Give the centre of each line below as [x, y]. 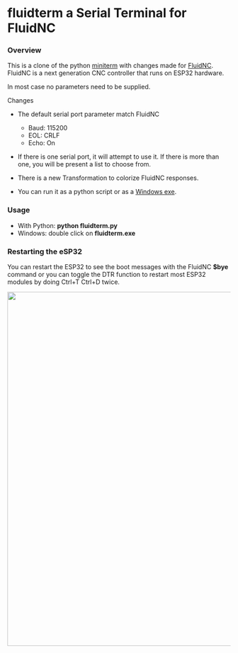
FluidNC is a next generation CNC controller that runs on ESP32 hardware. [116, 73]
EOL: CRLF [44, 135]
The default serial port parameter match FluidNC [89, 114]
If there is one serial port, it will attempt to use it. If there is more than [118, 157]
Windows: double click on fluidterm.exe [76, 233]
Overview [24, 50]
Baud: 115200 [48, 128]
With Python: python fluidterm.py [68, 225]
